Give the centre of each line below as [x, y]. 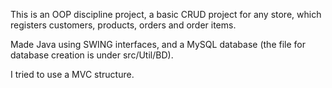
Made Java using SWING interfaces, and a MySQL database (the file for [158, 44]
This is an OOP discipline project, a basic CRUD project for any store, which [166, 14]
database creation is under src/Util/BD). [92, 55]
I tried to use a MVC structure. [72, 74]
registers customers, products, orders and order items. [123, 25]
